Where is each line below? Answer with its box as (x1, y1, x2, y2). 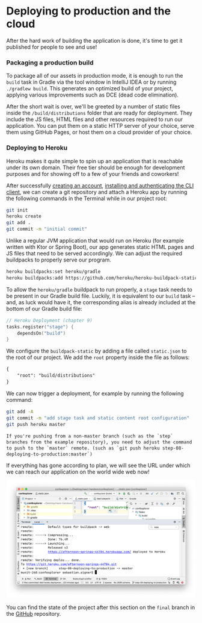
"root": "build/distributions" (17, 372, 96, 379)
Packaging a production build (6, 58, 94, 67)
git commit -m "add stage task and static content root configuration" (6, 415, 189, 421)
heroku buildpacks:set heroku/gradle (6, 269, 101, 275)
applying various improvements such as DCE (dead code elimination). (6, 92, 179, 99)
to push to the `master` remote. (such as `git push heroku (6, 445, 161, 451)
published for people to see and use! (6, 43, 97, 51)
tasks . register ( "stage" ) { (6, 324, 74, 330)
